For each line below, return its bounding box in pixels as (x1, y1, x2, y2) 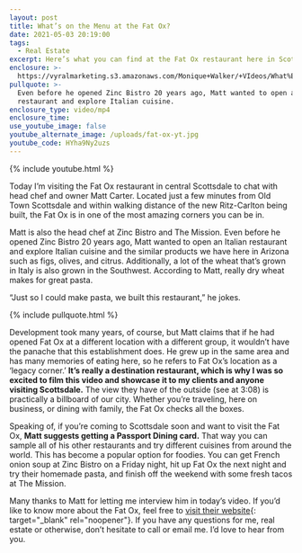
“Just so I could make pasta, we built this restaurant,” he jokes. (9, 291, 241, 302)
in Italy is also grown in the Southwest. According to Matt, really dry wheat (9, 264, 285, 275)
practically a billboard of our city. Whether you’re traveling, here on (9, 393, 258, 405)
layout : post (9, 13, 58, 22)
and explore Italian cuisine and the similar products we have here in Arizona (9, 245, 289, 256)
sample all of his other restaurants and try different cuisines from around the (9, 440, 292, 450)
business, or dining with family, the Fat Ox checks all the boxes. (9, 403, 244, 414)
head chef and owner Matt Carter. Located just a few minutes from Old (9, 190, 271, 201)
